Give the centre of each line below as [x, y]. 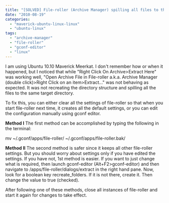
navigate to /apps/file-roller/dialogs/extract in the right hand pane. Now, [80, 169]
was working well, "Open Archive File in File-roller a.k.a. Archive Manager [81, 77]
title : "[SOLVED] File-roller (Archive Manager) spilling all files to [82, 10]
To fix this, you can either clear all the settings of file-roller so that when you [84, 103]
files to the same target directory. [40, 93]
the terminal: [18, 128]
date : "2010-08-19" [26, 15]
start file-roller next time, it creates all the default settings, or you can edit [81, 108]
